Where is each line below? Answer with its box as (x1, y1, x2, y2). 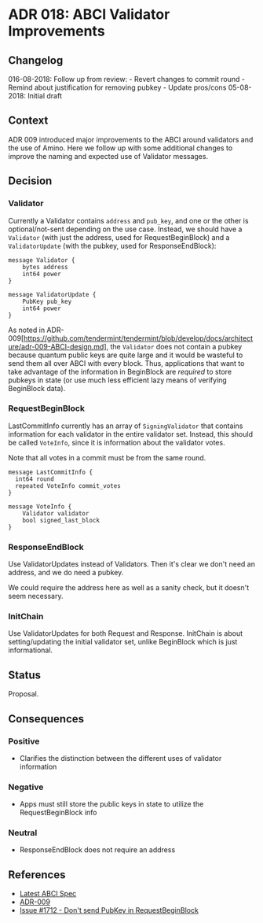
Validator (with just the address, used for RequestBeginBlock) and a (8, 232, 230, 242)
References (8, 868, 66, 881)
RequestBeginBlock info (19, 808, 97, 818)
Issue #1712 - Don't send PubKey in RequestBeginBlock (19, 906, 199, 915)
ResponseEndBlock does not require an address (19, 845, 176, 855)
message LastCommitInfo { (8, 468, 93, 476)
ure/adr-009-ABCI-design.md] (8, 342, 108, 351)
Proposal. (8, 689, 39, 699)
